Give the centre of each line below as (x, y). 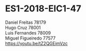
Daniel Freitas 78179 (25, 22)
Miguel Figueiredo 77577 (30, 38)
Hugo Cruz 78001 (23, 27)
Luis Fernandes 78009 (28, 33)
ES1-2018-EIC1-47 (43, 9)
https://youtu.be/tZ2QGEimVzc (37, 43)
